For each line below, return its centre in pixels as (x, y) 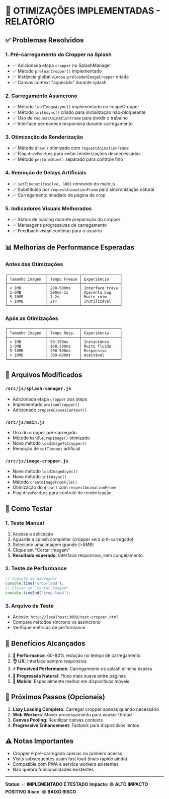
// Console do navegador (31, 579)
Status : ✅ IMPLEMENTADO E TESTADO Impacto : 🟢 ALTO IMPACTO (77, 784)
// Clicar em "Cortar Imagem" (37, 588)
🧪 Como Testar (29, 509)
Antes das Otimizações (34, 264)
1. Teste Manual (25, 523)
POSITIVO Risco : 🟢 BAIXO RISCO (41, 791)
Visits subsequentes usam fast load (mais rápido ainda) (70, 759)
